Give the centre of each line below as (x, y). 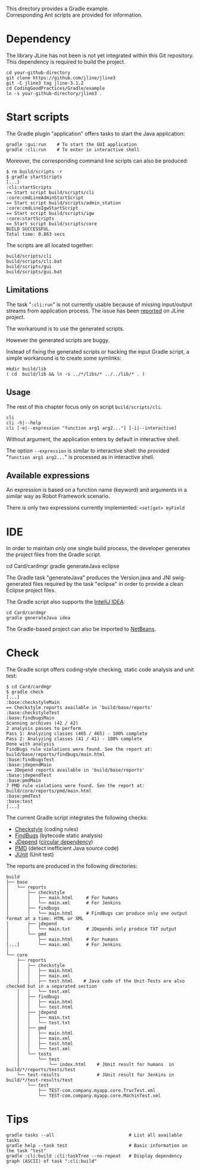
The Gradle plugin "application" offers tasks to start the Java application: (96, 133)
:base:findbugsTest (30, 760)
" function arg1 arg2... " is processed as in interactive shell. (80, 457)
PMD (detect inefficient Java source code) (67, 848)
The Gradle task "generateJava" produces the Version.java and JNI (89, 578)
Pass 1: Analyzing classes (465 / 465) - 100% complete (77, 734)
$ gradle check (25, 692)
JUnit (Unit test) (34, 854)
